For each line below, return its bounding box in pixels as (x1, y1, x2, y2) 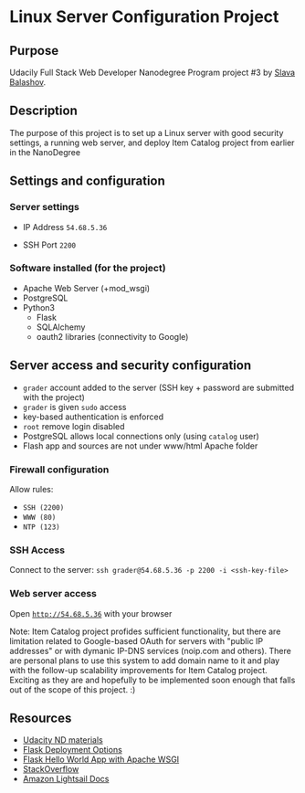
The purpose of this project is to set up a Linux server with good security (9, 127, 284, 138)
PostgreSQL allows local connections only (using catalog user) (22, 430, 260, 441)
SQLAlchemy (36, 322, 86, 333)
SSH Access (9, 544, 66, 556)
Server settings (9, 201, 80, 214)
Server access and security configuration (9, 358, 252, 374)
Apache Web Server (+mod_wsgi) (22, 282, 151, 293)
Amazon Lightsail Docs (22, 774, 110, 785)
